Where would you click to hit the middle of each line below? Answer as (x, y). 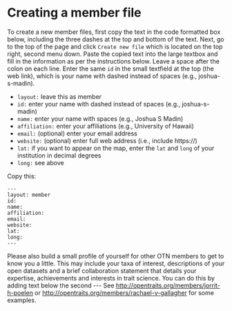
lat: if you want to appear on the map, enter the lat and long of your (116, 148)
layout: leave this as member (59, 96)
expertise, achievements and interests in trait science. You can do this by (111, 278)
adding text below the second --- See (61, 285)
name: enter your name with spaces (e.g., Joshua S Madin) (100, 118)
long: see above (40, 162)
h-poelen (20, 292)
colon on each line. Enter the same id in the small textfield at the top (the (110, 68)
